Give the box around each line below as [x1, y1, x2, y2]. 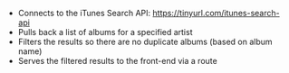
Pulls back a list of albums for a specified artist [17, 27, 193, 37]
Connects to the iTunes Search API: [17, 8, 151, 18]
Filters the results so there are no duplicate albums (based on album [17, 36, 274, 47]
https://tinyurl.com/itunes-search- [152, 8, 280, 18]
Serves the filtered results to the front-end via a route [17, 56, 217, 66]
